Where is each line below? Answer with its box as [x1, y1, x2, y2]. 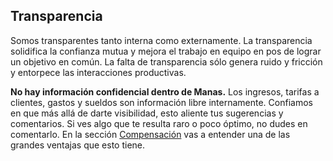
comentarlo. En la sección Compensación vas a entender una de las [10, 128, 291, 140]
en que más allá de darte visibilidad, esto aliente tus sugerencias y [10, 107, 284, 119]
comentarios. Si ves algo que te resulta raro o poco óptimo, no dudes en [10, 117, 308, 129]
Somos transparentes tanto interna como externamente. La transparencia [10, 34, 313, 46]
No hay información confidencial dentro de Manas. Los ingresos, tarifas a [10, 85, 320, 98]
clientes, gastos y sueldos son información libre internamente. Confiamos [10, 96, 313, 108]
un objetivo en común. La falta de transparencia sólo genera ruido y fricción [10, 55, 323, 68]
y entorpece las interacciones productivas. [10, 66, 187, 78]
